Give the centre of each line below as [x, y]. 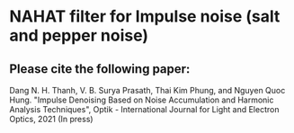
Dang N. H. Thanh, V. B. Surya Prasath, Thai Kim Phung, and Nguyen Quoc [147, 90]
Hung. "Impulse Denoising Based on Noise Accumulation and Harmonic [142, 100]
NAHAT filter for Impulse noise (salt [145, 17]
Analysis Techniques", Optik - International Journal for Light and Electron [144, 109]
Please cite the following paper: [100, 69]
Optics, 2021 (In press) [51, 119]
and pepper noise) [79, 35]
